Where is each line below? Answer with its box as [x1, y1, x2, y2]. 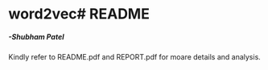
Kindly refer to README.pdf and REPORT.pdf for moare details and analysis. [8, 52, 262, 62]
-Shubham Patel [8, 31, 64, 41]
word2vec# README [8, 5, 150, 23]
